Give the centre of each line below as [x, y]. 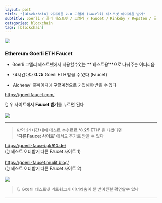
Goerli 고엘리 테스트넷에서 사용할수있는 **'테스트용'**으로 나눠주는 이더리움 [83, 65]
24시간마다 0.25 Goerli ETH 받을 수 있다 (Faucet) [60, 75]
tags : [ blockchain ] [25, 28]
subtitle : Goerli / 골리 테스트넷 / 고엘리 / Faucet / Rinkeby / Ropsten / [78, 18]
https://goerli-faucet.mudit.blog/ [37, 163]
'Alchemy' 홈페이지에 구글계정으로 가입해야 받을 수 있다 [64, 85]
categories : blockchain [29, 23]
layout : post [18, 9]
